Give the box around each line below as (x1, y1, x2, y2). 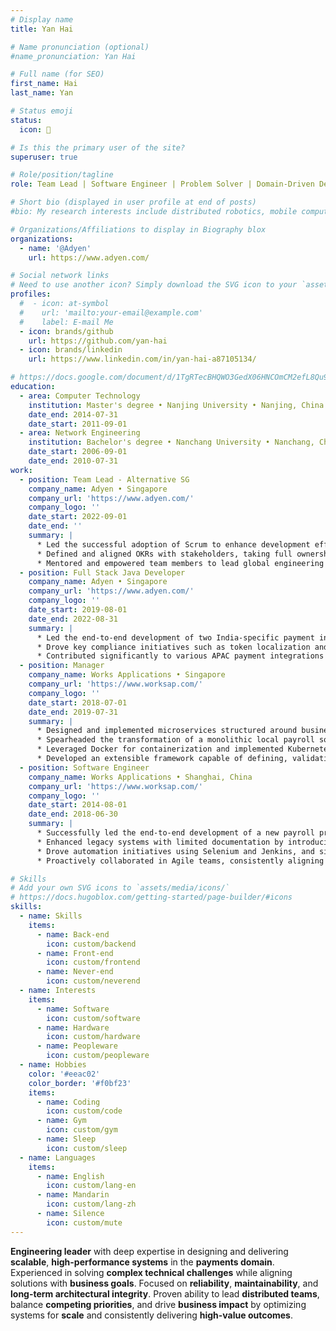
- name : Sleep (36, 1134, 97, 1144)
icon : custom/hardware (46, 1032, 141, 1042)
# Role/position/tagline (10, 170, 114, 180)
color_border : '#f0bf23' (28, 1078, 132, 1088)
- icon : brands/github (19, 326, 114, 336)
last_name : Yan (10, 88, 74, 98)
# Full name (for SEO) (10, 69, 105, 80)
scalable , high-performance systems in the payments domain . (10, 1256, 275, 1268)
